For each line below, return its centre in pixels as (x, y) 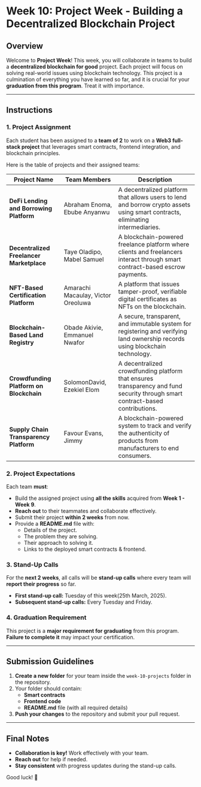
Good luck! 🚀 (22, 777)
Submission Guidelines (50, 661)
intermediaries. (139, 227)
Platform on (26, 386)
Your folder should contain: (48, 689)
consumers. (135, 456)
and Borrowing (31, 208)
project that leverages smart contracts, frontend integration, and (101, 147)
